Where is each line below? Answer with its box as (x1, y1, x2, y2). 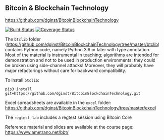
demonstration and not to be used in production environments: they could (5, 57, 156, 63)
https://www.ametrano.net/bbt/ (5, 129, 69, 135)
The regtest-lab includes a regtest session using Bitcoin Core (5, 114, 132, 120)
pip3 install (5, 86, 32, 92)
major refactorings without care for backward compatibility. (5, 68, 126, 73)
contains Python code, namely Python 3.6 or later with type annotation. (5, 46, 151, 52)
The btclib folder (5, 36, 41, 42)
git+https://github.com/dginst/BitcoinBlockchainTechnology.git (5, 91, 141, 96)
